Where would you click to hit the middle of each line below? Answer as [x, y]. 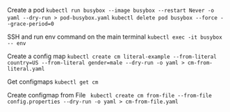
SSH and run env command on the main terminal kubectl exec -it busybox [115, 37]
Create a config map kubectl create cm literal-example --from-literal [112, 56]
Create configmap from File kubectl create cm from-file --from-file [109, 95]
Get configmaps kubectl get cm [53, 82]
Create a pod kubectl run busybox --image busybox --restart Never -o [110, 10]
